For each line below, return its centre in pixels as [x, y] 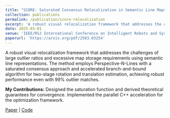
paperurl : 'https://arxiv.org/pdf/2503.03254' [55, 38]
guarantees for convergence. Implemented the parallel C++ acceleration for [84, 95]
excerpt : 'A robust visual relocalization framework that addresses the [83, 24]
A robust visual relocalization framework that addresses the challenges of [82, 52]
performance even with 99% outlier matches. [52, 80]
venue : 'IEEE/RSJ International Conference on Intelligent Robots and [81, 33]
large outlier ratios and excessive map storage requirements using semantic [84, 58]
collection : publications [32, 15]
